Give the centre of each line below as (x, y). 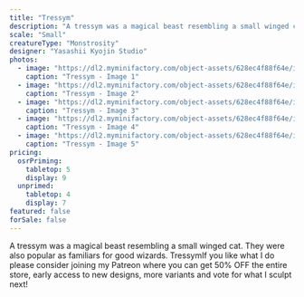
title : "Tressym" (42, 18)
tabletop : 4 (48, 195)
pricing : (26, 152)
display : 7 (46, 203)
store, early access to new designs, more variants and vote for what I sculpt (151, 274)
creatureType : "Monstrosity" (64, 43)
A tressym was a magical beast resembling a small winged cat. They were (147, 245)
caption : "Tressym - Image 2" (83, 93)
